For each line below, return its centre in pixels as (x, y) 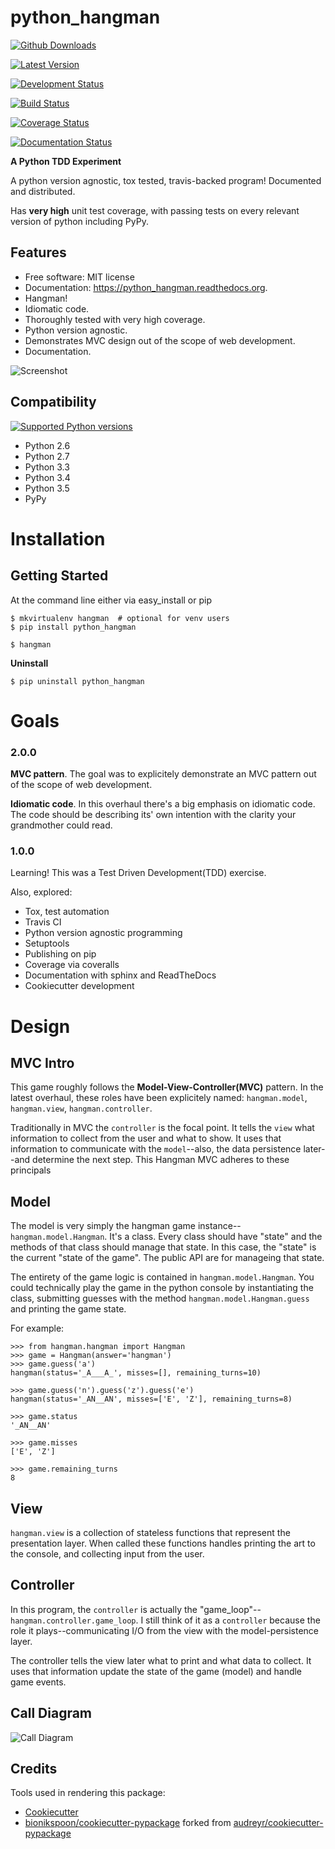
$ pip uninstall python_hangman (77, 681)
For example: (37, 1328)
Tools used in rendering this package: (88, 1793)
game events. (38, 1682)
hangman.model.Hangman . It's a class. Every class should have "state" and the (166, 1237)
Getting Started (59, 576)
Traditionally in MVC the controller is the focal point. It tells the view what (162, 1128)
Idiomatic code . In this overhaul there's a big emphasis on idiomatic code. (163, 804)
